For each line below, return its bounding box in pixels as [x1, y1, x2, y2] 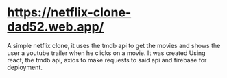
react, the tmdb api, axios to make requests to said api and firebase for [7, 56, 207, 64]
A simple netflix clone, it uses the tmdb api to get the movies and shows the [7, 41, 221, 50]
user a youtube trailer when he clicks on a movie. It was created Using [7, 49, 206, 57]
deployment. [7, 63, 43, 71]
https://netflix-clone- [7, 5, 132, 20]
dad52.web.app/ [7, 19, 104, 35]
